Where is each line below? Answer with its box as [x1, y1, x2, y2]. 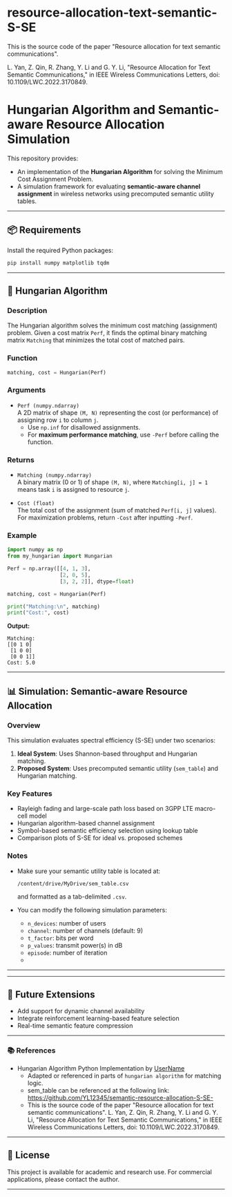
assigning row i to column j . [17, 416, 99, 424]
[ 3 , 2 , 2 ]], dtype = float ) [59, 578, 135, 585]
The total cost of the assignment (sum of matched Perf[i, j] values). [17, 506, 217, 515]
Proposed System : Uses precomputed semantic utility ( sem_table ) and [17, 765, 219, 772]
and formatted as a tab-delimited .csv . [17, 892, 127, 901]
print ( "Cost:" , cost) [7, 609, 70, 616]
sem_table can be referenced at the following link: [27, 1086, 170, 1094]
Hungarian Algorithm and [7, 102, 155, 118]
